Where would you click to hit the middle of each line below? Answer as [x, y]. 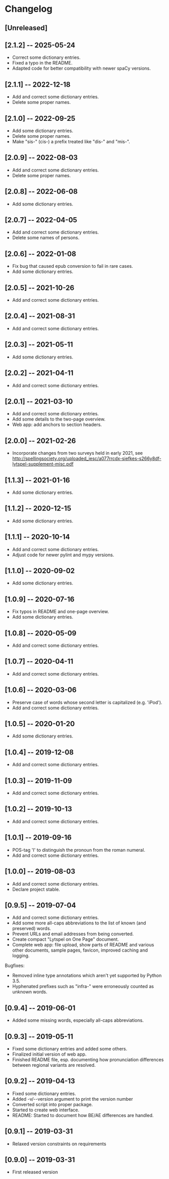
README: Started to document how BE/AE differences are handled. [83, 1115]
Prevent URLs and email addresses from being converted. [73, 934]
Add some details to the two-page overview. [59, 419]
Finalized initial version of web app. [49, 1054]
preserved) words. [32, 929]
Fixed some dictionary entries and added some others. [70, 1048]
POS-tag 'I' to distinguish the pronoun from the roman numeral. [79, 850]
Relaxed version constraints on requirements [59, 1144]
